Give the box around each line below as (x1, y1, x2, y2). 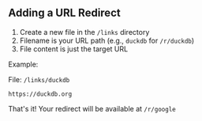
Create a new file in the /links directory (19, 27, 150, 36)
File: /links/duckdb (8, 74, 70, 84)
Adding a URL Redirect (8, 6, 121, 20)
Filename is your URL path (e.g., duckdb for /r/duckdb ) (19, 36, 195, 45)
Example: (8, 59, 39, 69)
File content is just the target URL (19, 43, 129, 54)
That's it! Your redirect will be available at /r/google (8, 104, 176, 113)
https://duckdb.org (8, 90, 73, 98)
